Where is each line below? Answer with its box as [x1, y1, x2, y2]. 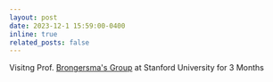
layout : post [9, 12, 58, 22]
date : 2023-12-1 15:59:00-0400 [9, 21, 126, 30]
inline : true [9, 29, 58, 38]
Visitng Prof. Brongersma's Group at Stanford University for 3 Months [9, 62, 265, 73]
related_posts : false [9, 37, 90, 47]
